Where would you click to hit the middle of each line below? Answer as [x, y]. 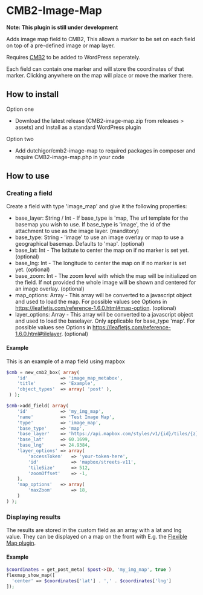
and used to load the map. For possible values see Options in [91, 302]
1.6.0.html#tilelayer [38, 334]
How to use [28, 176]
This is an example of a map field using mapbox [66, 361]
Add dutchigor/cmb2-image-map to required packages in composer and [105, 150]
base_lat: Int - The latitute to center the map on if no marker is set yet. [102, 250]
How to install [33, 94]
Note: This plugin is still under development [62, 27]
